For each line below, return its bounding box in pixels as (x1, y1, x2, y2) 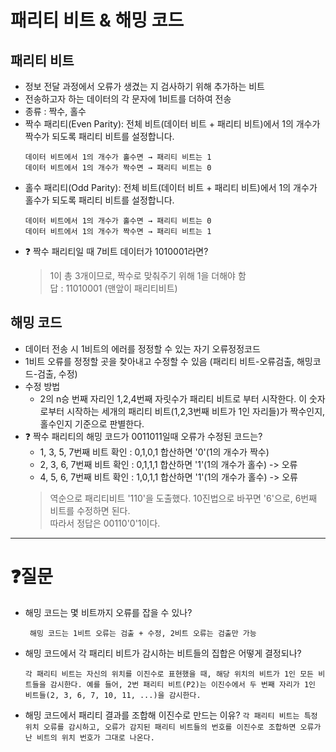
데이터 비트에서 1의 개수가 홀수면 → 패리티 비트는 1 (24, 152, 212, 162)
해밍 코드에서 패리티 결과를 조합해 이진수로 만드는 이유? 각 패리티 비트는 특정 (24, 709, 318, 721)
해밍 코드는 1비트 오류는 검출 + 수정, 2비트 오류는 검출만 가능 (29, 628, 257, 638)
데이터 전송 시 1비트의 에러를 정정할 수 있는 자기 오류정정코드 (24, 342, 261, 355)
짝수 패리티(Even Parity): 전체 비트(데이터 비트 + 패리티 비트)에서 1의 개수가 (24, 118, 321, 130)
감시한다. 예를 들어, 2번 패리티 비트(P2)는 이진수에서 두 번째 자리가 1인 (49, 679, 316, 690)
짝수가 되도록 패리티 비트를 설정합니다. (24, 131, 175, 142)
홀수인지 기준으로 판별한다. (39, 417, 145, 430)
